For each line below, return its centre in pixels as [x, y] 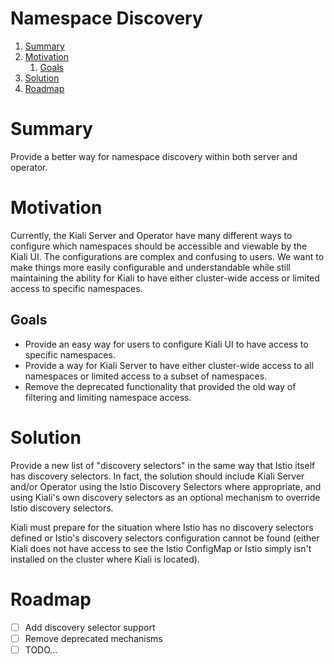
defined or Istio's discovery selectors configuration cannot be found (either [165, 538]
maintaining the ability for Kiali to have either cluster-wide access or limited [165, 278]
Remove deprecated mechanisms [93, 638]
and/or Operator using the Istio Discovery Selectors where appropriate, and [166, 486]
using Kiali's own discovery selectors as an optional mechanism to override [165, 497]
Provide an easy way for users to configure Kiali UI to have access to [166, 344]
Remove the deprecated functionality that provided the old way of [160, 386]
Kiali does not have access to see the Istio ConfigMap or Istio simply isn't [161, 548]
